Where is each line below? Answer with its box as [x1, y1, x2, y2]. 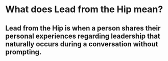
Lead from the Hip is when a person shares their [5, 24, 161, 33]
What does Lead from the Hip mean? [5, 4, 163, 15]
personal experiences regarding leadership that [5, 32, 161, 40]
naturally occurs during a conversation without [5, 40, 158, 48]
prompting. [5, 47, 42, 56]
